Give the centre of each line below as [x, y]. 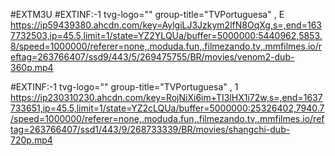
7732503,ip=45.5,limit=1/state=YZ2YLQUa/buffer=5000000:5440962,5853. [166, 35]
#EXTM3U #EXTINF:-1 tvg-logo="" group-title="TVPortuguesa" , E [147, 14]
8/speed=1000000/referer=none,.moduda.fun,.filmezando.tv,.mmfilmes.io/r [166, 46]
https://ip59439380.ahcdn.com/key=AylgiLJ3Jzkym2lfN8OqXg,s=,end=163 [166, 25]
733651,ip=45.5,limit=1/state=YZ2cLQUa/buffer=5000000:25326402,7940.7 [167, 108]
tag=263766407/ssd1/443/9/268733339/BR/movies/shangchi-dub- [150, 129]
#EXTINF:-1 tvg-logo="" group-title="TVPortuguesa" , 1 [124, 87]
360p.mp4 [32, 67]
